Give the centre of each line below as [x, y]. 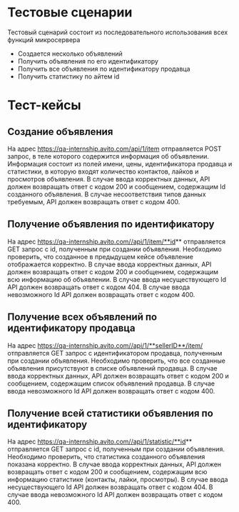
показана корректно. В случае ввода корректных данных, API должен [115, 464]
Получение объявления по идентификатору [111, 225]
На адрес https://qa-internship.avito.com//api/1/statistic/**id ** [100, 442]
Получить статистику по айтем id [68, 76]
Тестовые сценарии [70, 12]
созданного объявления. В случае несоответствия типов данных [107, 194]
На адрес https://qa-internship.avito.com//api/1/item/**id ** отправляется [117, 241]
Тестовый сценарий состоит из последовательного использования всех [118, 32]
